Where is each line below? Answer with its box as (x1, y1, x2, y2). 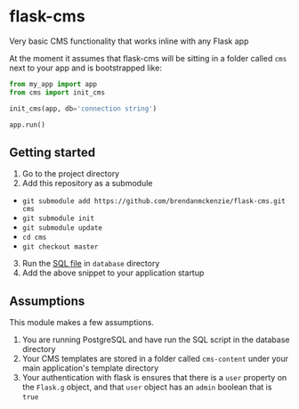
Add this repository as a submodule (21, 178, 153, 189)
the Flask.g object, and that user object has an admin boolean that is (21, 381, 272, 393)
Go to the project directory (21, 168, 120, 179)
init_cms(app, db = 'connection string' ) (9, 104, 158, 113)
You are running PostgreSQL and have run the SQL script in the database (21, 334, 290, 345)
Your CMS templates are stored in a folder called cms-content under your (21, 354, 289, 364)
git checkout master (21, 242, 99, 251)
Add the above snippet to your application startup (21, 267, 205, 278)
